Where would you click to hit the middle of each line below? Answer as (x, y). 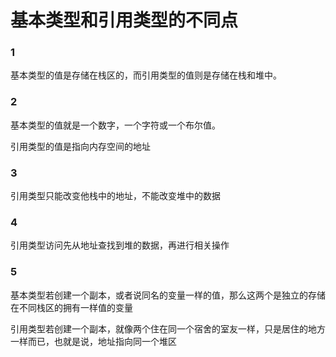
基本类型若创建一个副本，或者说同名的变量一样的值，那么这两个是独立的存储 (168, 295)
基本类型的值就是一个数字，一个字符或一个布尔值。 (115, 125)
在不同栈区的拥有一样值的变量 (71, 307)
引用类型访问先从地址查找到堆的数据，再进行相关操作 (120, 245)
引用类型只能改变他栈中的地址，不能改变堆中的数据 (115, 196)
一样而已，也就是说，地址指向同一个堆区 (93, 341)
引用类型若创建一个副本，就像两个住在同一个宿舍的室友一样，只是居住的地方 (168, 328)
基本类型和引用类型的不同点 (124, 20)
